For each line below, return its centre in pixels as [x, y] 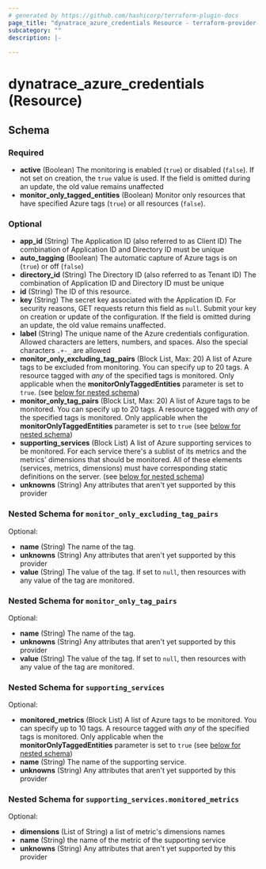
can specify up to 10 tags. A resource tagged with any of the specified [134, 728]
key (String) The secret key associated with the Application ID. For [127, 300]
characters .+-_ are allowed [65, 351]
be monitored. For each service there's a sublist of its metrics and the [133, 451]
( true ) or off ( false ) [52, 267]
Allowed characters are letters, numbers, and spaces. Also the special [133, 342]
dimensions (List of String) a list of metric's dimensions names [122, 832]
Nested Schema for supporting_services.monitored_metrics [124, 799]
